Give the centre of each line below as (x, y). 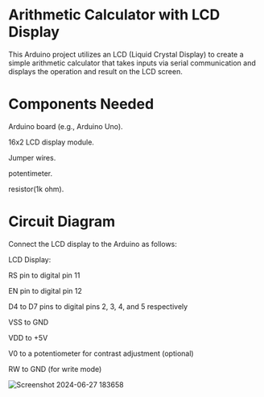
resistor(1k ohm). (36, 189)
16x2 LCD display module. (52, 142)
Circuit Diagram (62, 221)
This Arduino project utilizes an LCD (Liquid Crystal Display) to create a (126, 54)
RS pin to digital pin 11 (44, 275)
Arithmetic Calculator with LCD (114, 15)
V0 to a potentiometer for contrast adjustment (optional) (101, 353)
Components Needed (81, 104)
